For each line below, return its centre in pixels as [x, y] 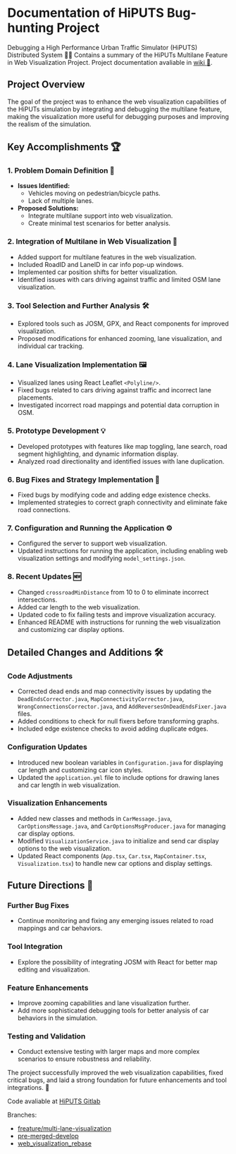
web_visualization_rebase [54, 1143]
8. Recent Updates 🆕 [44, 577]
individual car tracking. [51, 346]
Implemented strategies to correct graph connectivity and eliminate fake [122, 502]
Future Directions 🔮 [50, 886]
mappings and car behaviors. [60, 929]
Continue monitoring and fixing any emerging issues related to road [115, 921]
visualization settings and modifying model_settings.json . [101, 559]
